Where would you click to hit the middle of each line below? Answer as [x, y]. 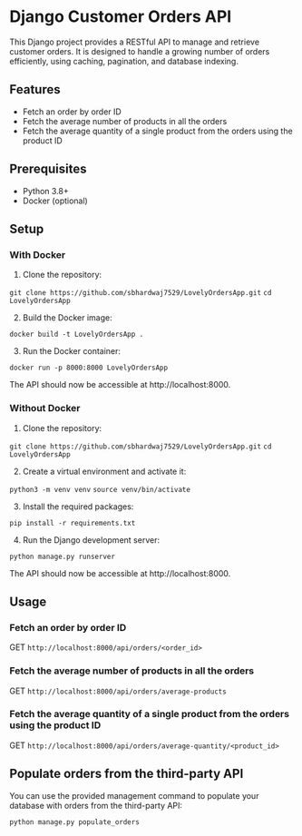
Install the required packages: [78, 507]
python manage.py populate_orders [75, 822]
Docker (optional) [55, 201]
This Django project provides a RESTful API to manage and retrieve [135, 42]
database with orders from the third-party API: [96, 805]
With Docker [38, 254]
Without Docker [45, 408]
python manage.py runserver [63, 556]
